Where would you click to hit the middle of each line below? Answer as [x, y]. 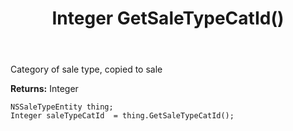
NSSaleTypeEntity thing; [62, 107]
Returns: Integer [44, 89]
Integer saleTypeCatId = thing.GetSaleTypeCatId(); [122, 116]
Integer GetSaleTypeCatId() [168, 18]
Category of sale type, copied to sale [86, 69]
